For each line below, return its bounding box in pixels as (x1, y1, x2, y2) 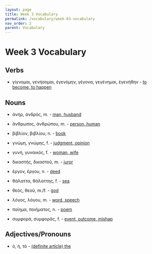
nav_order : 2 (5, 21, 32, 26)
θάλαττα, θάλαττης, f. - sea (12, 178, 70, 184)
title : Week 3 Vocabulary (5, 12, 58, 17)
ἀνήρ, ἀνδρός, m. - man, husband (12, 111, 82, 117)
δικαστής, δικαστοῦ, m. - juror (12, 159, 73, 165)
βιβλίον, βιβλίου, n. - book (12, 130, 66, 136)
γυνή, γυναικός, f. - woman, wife (12, 149, 79, 155)
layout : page (5, 7, 32, 12)
